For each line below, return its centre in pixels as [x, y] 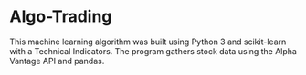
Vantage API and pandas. [57, 61]
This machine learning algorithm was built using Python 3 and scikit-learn [148, 42]
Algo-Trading [61, 17]
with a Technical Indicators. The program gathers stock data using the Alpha [153, 51]
